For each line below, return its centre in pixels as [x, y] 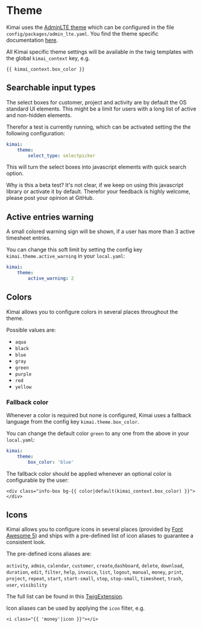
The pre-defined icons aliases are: [49, 554]
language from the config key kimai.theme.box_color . [73, 421]
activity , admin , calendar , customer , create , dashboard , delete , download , [95, 566]
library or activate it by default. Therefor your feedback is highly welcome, [98, 191]
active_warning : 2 [51, 278]
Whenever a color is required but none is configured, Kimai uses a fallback [99, 415]
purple [23, 374]
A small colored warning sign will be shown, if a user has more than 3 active [101, 232]
